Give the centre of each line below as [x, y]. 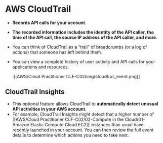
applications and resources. [41, 67]
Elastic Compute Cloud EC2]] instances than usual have [87, 124]
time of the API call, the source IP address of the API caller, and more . [84, 37]
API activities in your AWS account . [49, 109]
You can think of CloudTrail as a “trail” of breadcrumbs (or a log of [80, 47]
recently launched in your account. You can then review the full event [83, 130]
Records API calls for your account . [49, 23]
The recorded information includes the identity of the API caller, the [83, 32]
